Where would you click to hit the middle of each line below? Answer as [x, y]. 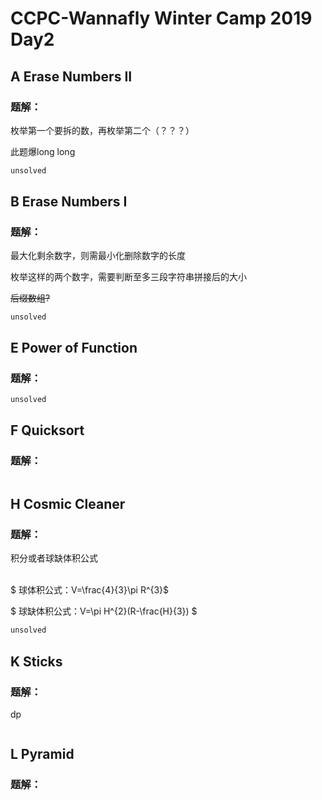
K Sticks [36, 661]
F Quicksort [47, 430]
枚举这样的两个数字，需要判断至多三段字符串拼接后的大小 [128, 277]
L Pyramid [42, 754]
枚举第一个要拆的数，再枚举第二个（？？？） [102, 130]
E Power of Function [74, 347]
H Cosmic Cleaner [68, 504]
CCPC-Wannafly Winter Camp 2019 [161, 18]
